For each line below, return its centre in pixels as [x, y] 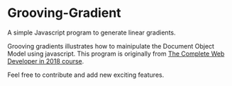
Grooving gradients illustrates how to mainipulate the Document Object [111, 46]
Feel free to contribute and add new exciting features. [86, 75]
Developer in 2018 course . [46, 61]
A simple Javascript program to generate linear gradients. [92, 32]
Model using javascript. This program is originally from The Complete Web [116, 54]
